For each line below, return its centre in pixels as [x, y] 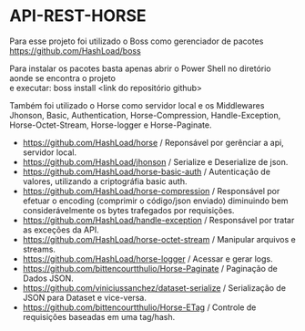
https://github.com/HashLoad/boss [75, 50]
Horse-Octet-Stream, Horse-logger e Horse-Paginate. [111, 125]
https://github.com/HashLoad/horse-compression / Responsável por [151, 191]
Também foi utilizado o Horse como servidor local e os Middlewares [137, 105]
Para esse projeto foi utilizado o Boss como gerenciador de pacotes [137, 41]
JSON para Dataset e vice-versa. [85, 297]
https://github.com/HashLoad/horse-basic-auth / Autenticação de [147, 171]
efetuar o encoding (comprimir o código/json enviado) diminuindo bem [155, 201]
